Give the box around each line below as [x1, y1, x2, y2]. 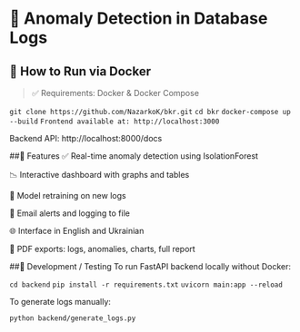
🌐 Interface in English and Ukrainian [9, 226, 145, 236]
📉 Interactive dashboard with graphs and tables [9, 170, 190, 180]
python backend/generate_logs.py [9, 314, 136, 323]
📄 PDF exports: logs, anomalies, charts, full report [9, 244, 195, 254]
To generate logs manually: [9, 297, 112, 307]
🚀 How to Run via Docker [9, 63, 152, 79]
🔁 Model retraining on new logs [9, 190, 126, 200]
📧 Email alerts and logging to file [9, 208, 130, 219]
